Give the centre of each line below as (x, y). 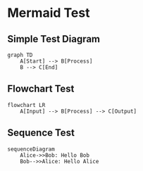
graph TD (20, 55)
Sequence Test (41, 133)
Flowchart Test (41, 89)
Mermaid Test (49, 13)
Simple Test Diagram (54, 39)
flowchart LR (26, 105)
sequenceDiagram (31, 149)
